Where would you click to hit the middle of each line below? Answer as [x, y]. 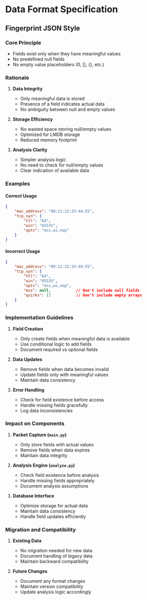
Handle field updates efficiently [53, 516]
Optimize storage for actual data [54, 505]
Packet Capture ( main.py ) [40, 435]
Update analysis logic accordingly [56, 592]
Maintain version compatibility [52, 587]
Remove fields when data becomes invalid [65, 369]
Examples [18, 184]
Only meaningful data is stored [52, 99]
